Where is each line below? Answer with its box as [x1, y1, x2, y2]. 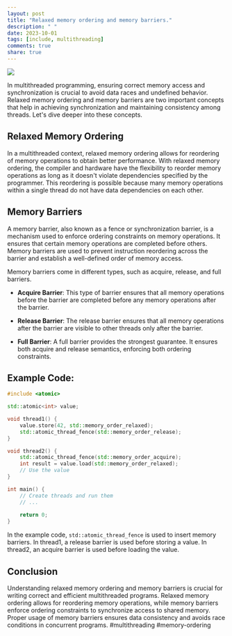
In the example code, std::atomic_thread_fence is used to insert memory [7, 530, 217, 539]
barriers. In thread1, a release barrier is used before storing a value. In [7, 538, 207, 546]
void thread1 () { [7, 416, 58, 423]
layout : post [7, 10, 45, 17]
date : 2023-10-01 [7, 29, 58, 37]
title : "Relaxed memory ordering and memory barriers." [7, 17, 172, 24]
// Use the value [19, 467, 70, 474]
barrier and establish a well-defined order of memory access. [7, 254, 183, 262]
